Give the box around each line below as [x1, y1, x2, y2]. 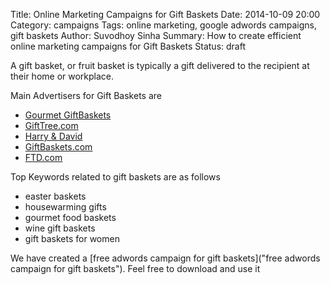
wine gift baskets [24, 222, 96, 234]
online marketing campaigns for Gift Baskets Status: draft [10, 40, 246, 52]
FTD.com [24, 152, 63, 163]
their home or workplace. [10, 70, 115, 82]
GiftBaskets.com [24, 141, 93, 153]
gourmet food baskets [24, 212, 117, 223]
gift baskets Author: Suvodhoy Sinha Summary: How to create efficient [10, 30, 302, 41]
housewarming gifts [24, 201, 107, 213]
